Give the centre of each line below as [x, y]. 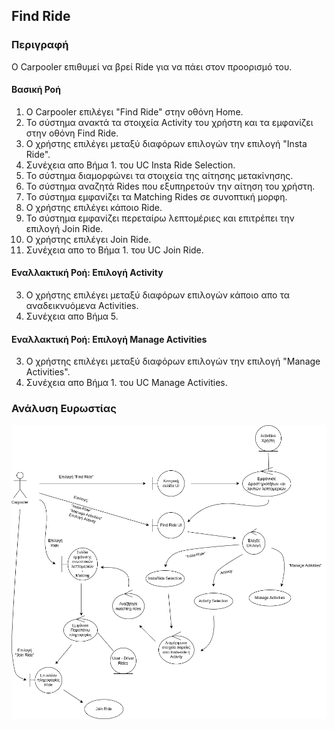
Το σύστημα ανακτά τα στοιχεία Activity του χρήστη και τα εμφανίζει [169, 122]
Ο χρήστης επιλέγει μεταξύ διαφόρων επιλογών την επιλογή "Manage [173, 361]
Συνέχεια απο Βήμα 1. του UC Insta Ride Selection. [130, 165]
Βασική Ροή [36, 90]
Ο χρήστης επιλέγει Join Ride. [88, 239]
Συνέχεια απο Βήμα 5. [72, 316]
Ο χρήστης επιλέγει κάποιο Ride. [94, 207]
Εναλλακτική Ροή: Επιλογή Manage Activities [109, 339]
